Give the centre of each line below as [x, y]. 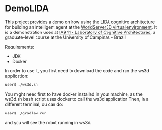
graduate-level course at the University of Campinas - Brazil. [66, 37]
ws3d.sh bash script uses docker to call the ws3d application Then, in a [77, 99]
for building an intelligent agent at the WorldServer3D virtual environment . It [81, 27]
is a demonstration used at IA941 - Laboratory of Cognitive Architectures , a [80, 32]
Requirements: [19, 47]
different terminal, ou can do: [34, 104]
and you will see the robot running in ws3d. [48, 122]
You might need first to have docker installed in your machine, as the [74, 94]
